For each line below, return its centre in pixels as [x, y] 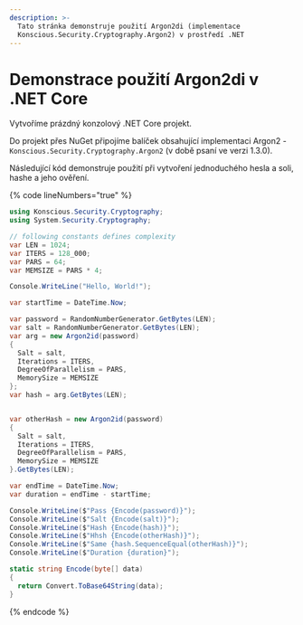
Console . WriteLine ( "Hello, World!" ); [80, 287]
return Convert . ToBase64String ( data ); [91, 586]
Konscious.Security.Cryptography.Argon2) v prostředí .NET [131, 34]
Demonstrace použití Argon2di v [134, 79]
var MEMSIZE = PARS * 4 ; [56, 270]
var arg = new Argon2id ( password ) [75, 336]
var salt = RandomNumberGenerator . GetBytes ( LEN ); [105, 328]
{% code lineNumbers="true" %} [71, 195]
